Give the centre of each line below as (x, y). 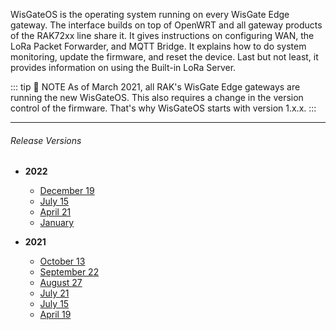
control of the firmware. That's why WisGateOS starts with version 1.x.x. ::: (163, 108)
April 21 (55, 212)
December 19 (67, 191)
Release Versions (46, 140)
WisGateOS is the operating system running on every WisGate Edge (150, 14)
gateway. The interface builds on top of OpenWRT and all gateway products (166, 25)
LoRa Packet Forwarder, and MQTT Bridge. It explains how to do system (158, 46)
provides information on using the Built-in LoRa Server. (123, 67)
